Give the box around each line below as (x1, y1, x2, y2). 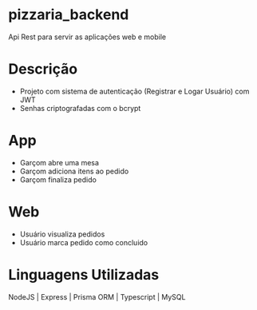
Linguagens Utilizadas (8, 265, 160, 284)
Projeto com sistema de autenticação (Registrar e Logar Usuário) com (19, 86, 250, 96)
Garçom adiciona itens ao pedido (19, 166, 129, 176)
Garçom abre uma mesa (19, 157, 100, 167)
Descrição (8, 60, 78, 78)
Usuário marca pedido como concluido (19, 237, 148, 247)
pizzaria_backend (8, 6, 129, 24)
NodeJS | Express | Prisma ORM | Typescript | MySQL (8, 292, 186, 301)
